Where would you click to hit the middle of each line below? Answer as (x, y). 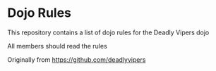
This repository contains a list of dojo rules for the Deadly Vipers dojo (108, 32)
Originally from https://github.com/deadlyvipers (77, 59)
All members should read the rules (57, 46)
